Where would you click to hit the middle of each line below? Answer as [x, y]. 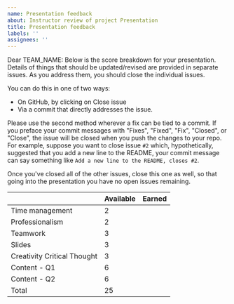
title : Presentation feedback [51, 27]
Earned [155, 199]
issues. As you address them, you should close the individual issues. [106, 75]
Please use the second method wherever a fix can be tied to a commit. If [112, 123]
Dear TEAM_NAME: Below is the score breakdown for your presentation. [112, 60]
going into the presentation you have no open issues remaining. [99, 181]
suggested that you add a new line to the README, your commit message [113, 153]
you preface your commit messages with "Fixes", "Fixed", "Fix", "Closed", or [117, 131]
